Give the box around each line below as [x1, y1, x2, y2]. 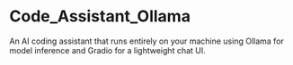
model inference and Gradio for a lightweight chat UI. [9, 45, 207, 55]
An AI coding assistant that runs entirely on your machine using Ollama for [9, 36, 285, 46]
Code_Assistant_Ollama [9, 6, 191, 27]
